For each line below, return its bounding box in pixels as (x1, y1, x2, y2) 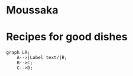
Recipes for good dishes (6, 30, 128, 44)
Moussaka (6, 4, 59, 17)
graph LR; (6, 50, 31, 56)
